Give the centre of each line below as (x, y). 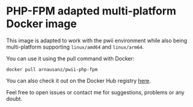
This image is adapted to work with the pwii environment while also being (97, 40)
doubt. (14, 99)
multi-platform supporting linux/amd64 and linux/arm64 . (75, 47)
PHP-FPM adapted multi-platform (91, 11)
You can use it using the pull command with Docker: (70, 58)
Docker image (41, 24)
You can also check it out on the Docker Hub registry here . (79, 81)
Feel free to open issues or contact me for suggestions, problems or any (95, 92)
